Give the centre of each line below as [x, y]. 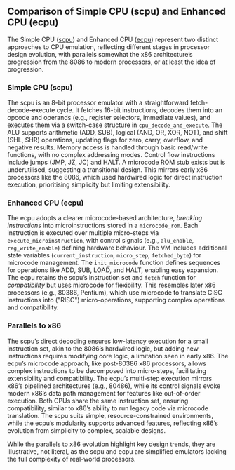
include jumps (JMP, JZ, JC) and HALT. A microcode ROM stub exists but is [116, 162]
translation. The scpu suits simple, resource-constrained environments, [110, 415]
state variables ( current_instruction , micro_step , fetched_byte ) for [105, 255]
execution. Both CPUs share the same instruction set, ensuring [98, 401]
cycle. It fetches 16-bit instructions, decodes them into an [140, 110]
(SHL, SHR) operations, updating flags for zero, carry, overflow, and [105, 140]
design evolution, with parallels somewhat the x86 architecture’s [100, 54]
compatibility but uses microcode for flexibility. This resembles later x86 [112, 285]
